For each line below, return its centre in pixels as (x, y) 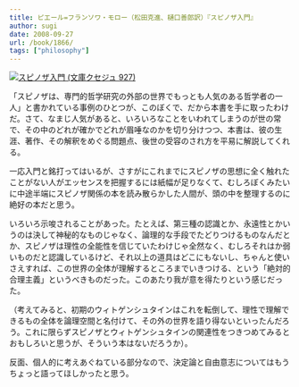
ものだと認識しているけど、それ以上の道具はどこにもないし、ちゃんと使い (153, 257)
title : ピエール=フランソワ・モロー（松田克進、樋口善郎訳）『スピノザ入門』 (133, 17)
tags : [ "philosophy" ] (50, 51)
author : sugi (33, 26)
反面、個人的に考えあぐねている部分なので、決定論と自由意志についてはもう (149, 362)
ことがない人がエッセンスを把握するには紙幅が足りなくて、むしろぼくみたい (150, 182)
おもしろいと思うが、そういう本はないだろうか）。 (101, 343)
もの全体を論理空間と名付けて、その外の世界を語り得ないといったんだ (154, 321)
